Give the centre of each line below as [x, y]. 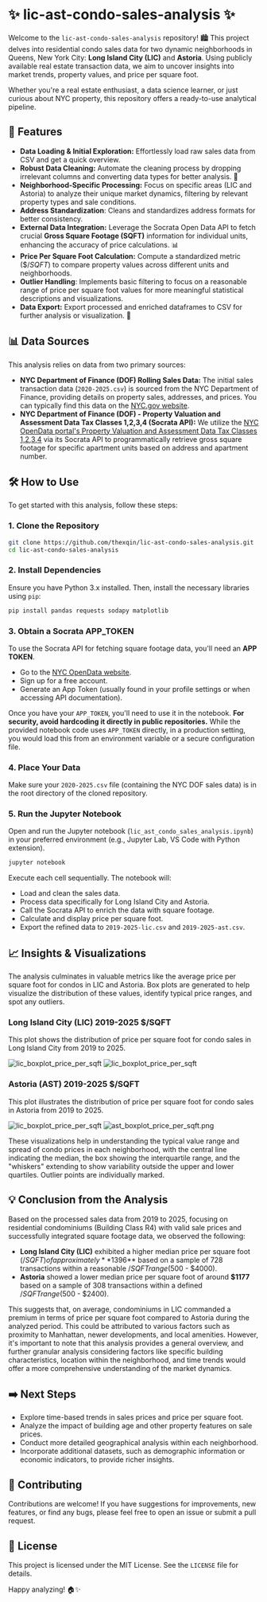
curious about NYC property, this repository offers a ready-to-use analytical [132, 98]
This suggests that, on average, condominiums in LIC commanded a [120, 1309]
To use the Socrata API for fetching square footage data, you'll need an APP [133, 648]
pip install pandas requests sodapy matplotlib [89, 611]
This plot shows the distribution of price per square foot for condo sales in [130, 1040]
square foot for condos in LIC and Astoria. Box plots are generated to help [129, 985]
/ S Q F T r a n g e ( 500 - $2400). [64, 1293]
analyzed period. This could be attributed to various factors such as [119, 1326]
